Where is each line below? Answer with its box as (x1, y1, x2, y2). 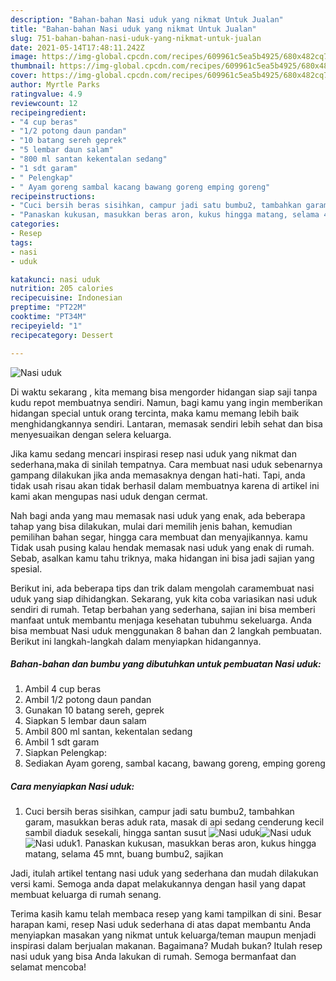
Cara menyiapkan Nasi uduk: (10, 781, 135, 793)
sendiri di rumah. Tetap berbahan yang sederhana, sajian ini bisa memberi (10, 603, 316, 615)
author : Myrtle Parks (10, 80, 101, 90)
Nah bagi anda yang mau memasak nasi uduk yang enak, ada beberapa (10, 509, 306, 521)
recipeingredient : (10, 107, 87, 118)
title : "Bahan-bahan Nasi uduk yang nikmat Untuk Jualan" (10, 24, 257, 34)
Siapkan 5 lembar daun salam (24, 715, 147, 727)
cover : (10, 71, 38, 81)
